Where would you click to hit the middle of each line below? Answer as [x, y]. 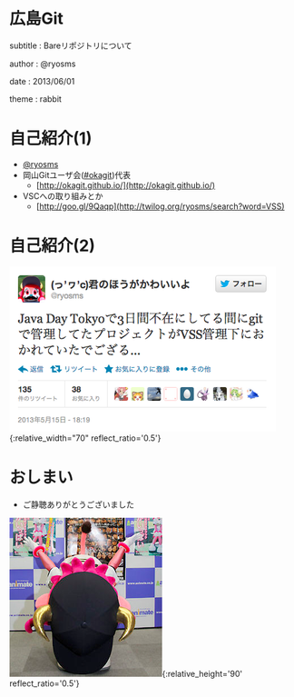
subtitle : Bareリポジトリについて [71, 45]
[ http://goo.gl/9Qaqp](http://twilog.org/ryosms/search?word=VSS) [160, 206]
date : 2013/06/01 [42, 81]
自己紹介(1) [51, 139]
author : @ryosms [43, 64]
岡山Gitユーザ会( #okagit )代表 [77, 174]
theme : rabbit [35, 99]
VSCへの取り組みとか [63, 195]
